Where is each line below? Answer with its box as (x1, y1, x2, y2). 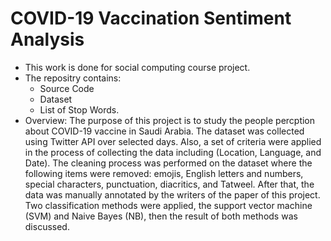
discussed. (24, 220, 70, 232)
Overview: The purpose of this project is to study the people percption (24, 114, 316, 126)
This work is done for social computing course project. (24, 61, 251, 73)
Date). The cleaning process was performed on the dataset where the (24, 157, 313, 169)
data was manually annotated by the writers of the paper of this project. (24, 188, 321, 201)
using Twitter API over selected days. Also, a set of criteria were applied (24, 135, 322, 147)
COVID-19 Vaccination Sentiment (10, 7, 292, 30)
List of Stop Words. (39, 103, 120, 116)
